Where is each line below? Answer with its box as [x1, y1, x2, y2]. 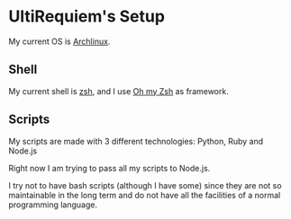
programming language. [8, 199, 98, 210]
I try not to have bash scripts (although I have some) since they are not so [8, 180, 282, 190]
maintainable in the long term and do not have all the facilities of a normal [8, 189, 281, 200]
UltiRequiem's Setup [8, 6, 166, 27]
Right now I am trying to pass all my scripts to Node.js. [8, 162, 211, 173]
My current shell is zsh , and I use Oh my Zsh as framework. [8, 85, 229, 96]
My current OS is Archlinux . [8, 36, 111, 47]
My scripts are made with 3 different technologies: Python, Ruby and [8, 136, 264, 146]
